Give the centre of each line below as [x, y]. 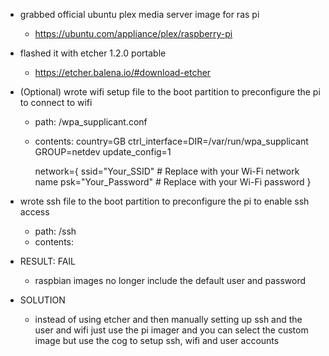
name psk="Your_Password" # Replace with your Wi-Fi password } [173, 182]
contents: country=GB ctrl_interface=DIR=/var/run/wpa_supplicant [171, 141]
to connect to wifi [56, 102]
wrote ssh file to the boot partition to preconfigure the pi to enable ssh [164, 201]
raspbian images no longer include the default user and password [170, 280]
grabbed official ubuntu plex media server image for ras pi [139, 14]
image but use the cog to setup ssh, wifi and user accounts [157, 340]
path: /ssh [55, 231]
